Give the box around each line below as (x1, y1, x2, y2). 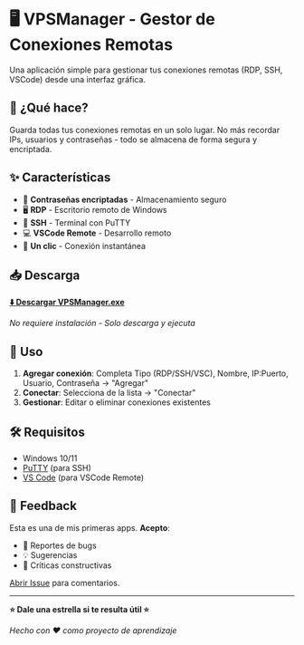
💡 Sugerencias (22, 549, 78, 560)
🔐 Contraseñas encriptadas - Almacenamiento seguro (22, 194, 227, 205)
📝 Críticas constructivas (22, 560, 112, 571)
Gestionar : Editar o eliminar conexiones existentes (22, 397, 211, 408)
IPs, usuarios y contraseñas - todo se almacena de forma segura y (9, 134, 258, 145)
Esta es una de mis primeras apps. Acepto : (9, 522, 170, 533)
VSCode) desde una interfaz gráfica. (9, 73, 147, 84)
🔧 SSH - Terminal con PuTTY (22, 217, 131, 228)
